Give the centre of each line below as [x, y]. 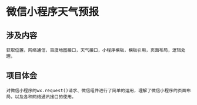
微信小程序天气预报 [53, 12]
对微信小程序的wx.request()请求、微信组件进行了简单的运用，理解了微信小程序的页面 [96, 90]
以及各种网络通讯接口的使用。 [45, 97]
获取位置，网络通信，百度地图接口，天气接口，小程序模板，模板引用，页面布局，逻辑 [94, 50]
